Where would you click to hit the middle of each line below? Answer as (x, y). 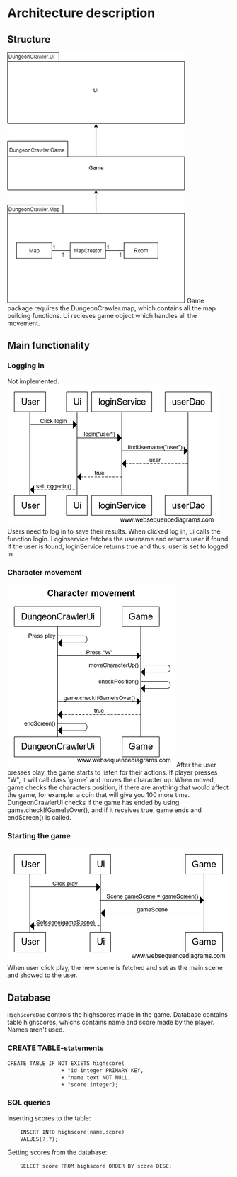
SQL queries (29, 1103)
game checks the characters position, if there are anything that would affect (118, 787)
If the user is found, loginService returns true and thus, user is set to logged (118, 546)
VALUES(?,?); (39, 1139)
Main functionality (49, 345)
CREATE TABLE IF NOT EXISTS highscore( (66, 1064)
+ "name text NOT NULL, (96, 1078)
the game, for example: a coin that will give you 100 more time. (98, 794)
